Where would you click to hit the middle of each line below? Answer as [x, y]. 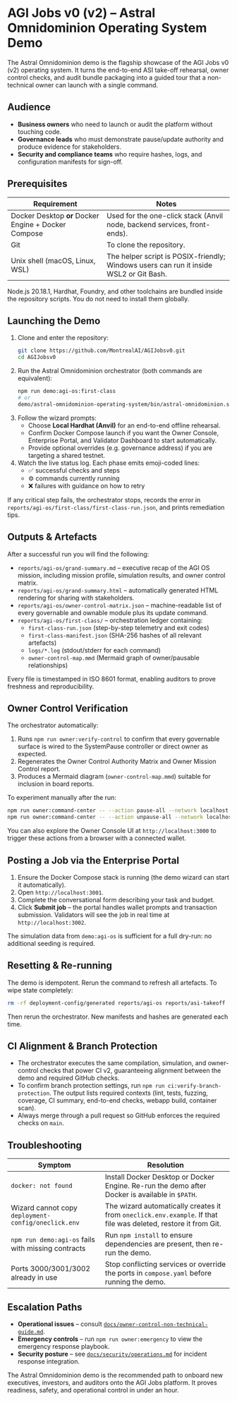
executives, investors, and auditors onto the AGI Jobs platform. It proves [112, 1383]
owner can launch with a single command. [97, 85]
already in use [34, 1278]
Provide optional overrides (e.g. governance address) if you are [120, 448]
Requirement [55, 204]
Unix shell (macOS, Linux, [53, 260]
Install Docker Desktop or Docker [160, 1177]
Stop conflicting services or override [165, 1264]
